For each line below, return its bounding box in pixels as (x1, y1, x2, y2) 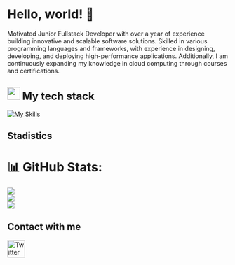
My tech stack (22, 89, 95, 103)
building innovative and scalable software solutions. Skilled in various (7, 36, 208, 45)
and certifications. (7, 66, 60, 75)
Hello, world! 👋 (7, 6, 95, 22)
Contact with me (7, 221, 81, 233)
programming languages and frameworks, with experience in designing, (7, 44, 215, 52)
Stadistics (7, 130, 53, 142)
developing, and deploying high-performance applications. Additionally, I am (7, 52, 229, 60)
